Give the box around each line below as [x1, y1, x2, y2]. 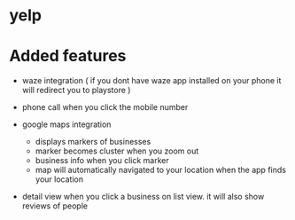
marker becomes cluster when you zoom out [35, 145, 199, 156]
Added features [9, 46, 127, 67]
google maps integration [21, 119, 112, 130]
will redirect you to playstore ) [21, 85, 131, 96]
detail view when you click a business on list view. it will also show [21, 192, 265, 202]
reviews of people [21, 200, 89, 211]
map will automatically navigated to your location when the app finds [35, 165, 286, 176]
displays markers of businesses [35, 137, 151, 147]
